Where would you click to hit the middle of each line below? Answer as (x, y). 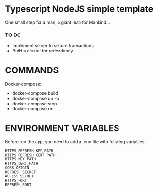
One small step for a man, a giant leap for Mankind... (58, 22)
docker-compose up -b (36, 99)
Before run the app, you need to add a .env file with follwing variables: (76, 142)
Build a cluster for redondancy (42, 51)
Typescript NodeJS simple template (79, 9)
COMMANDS (32, 70)
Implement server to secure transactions (53, 46)
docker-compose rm (33, 109)
